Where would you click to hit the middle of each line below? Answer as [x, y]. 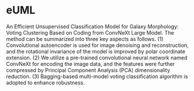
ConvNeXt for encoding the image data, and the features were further [91, 64]
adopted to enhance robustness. [46, 82]
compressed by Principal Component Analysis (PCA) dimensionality [88, 70]
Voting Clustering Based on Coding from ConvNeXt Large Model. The [90, 32]
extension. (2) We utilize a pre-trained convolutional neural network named [97, 58]
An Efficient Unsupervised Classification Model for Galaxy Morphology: [93, 26]
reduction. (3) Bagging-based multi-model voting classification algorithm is [97, 76]
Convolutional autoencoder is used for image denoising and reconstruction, [98, 45]
